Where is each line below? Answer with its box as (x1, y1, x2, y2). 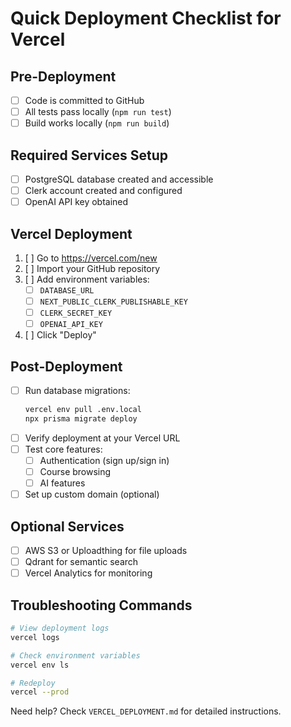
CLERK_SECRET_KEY (39, 308, 113, 319)
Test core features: (24, 443, 103, 455)
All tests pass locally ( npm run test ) (24, 106, 172, 118)
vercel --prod (10, 687, 70, 697)
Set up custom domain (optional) (24, 488, 160, 501)
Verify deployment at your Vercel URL (24, 432, 181, 444)
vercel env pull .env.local (24, 405, 142, 415)
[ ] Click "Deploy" (24, 329, 97, 341)
